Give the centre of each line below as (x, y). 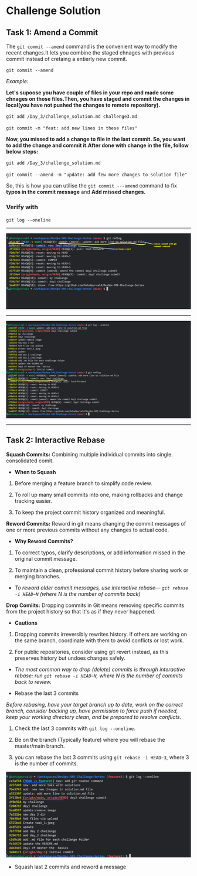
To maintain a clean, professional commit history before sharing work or (101, 570)
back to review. (33, 681)
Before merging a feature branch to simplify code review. (83, 483)
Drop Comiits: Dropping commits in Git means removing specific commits (95, 605)
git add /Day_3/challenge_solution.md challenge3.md (72, 117)
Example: (17, 81)
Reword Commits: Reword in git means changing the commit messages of (96, 523)
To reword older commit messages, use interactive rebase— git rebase (101, 588)
